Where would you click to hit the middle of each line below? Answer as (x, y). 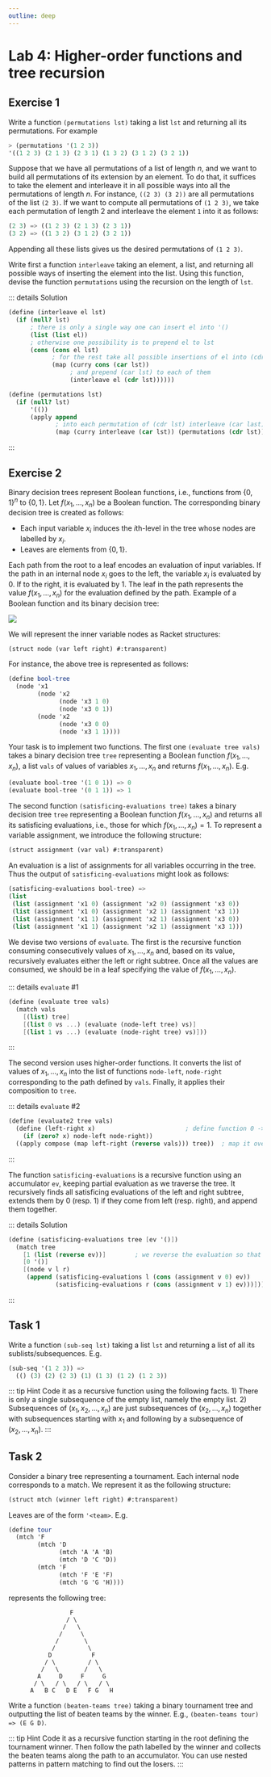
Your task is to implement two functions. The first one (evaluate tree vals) (134, 747)
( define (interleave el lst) (57, 313)
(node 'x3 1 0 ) (85, 702)
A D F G (72, 1676)
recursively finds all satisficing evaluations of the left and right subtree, (126, 1191)
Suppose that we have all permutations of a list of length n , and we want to (133, 168)
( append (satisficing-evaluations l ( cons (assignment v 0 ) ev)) (138, 1277)
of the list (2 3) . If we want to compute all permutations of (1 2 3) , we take (134, 203)
